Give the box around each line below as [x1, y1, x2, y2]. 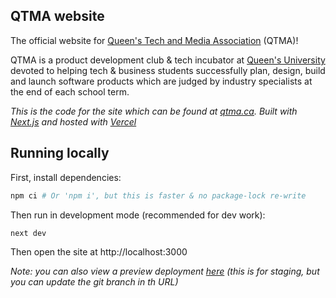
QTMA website [10, 8, 105, 25]
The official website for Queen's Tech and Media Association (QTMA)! [10, 34, 299, 46]
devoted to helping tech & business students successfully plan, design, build [10, 64, 326, 76]
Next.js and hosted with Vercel [10, 115, 137, 128]
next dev [10, 228, 47, 238]
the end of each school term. [10, 85, 130, 98]
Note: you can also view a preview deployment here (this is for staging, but [10, 265, 320, 278]
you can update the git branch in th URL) [10, 276, 179, 288]
